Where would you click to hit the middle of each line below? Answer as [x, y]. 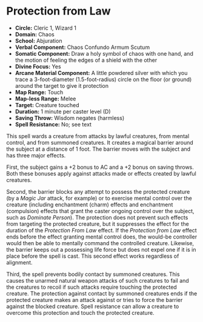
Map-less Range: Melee [45, 99]
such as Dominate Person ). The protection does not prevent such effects [97, 217]
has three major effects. [36, 155]
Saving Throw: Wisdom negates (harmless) [70, 118]
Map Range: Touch [39, 92]
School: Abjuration [38, 41]
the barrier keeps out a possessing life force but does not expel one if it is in [101, 249]
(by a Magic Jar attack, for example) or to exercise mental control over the [99, 198]
